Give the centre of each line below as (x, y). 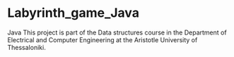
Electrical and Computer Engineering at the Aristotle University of (103, 39)
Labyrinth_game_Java (74, 13)
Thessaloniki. (27, 47)
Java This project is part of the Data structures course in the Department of (117, 32)
